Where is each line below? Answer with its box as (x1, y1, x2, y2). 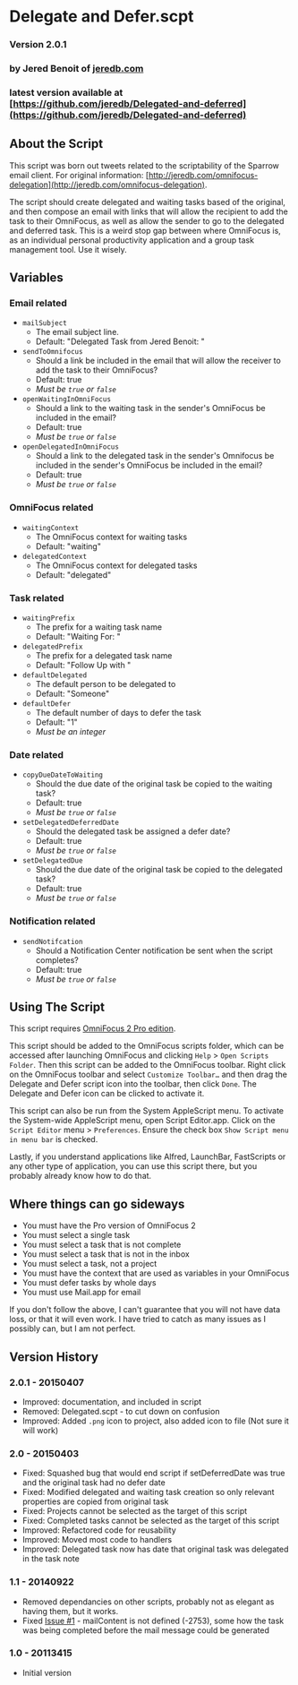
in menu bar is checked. (9, 1134, 98, 1145)
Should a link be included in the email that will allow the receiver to (35, 356, 282, 366)
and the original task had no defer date (21, 1477, 166, 1488)
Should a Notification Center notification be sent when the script (35, 945, 273, 956)
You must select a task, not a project (21, 1259, 158, 1269)
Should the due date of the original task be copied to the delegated (35, 864, 284, 875)
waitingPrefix (21, 614, 75, 623)
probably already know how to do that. (9, 1171, 152, 1182)
